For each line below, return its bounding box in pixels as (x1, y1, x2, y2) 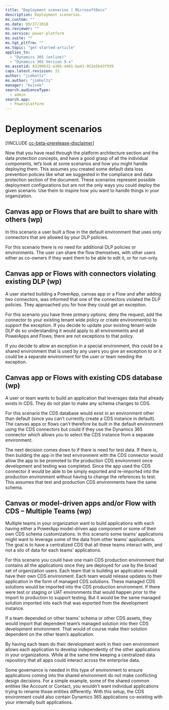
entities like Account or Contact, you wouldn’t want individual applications (5, 683, 159, 689)
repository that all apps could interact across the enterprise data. (5, 657, 140, 663)
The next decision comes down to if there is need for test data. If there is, (5, 446, 158, 453)
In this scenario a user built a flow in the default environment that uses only (5, 229, 161, 235)
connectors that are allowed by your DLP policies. (5, 234, 108, 240)
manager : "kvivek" (5, 82, 44, 88)
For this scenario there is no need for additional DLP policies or (5, 244, 136, 250)
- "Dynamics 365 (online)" (10, 54, 67, 60)
